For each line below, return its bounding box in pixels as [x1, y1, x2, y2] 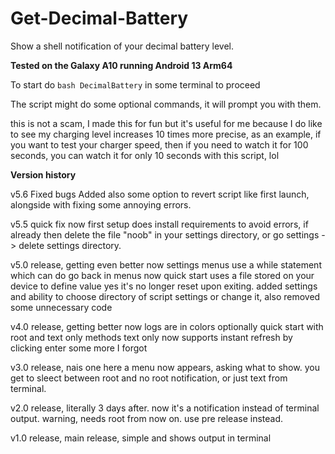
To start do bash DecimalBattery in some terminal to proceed [10, 78, 261, 91]
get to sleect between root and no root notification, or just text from [10, 372, 288, 384]
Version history [10, 168, 77, 181]
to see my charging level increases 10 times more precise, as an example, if [10, 128, 322, 140]
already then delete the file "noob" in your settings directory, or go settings [10, 228, 320, 241]
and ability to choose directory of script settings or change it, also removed [10, 290, 321, 302]
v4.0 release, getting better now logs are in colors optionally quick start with [10, 320, 324, 332]
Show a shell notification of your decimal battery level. [10, 40, 234, 52]
